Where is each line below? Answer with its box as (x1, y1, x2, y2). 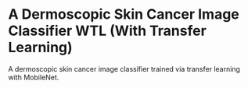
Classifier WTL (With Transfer (8, 22, 207, 40)
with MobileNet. (8, 72, 59, 82)
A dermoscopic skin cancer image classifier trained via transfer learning (8, 64, 241, 73)
